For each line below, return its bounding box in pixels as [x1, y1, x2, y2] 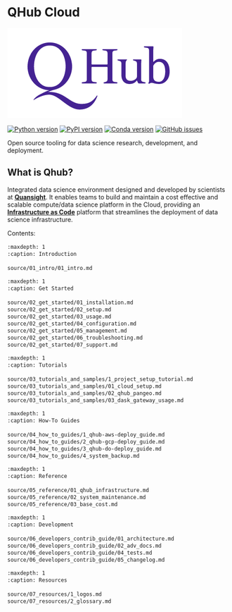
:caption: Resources [7, 576, 68, 584]
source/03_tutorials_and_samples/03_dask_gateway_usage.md [7, 396, 184, 404]
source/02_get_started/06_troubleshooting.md [7, 334, 143, 341]
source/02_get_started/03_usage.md [7, 313, 112, 320]
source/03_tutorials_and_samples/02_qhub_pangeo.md [7, 389, 162, 397]
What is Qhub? [7, 166, 74, 178]
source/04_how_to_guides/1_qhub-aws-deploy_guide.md [7, 431, 165, 438]
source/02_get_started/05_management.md [7, 327, 128, 334]
